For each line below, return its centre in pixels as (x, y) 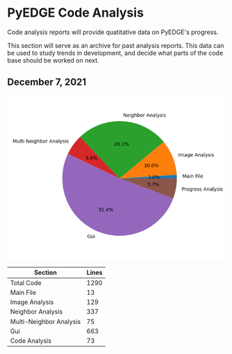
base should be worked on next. (53, 60)
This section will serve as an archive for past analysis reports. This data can (116, 45)
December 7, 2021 (47, 82)
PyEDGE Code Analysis (76, 13)
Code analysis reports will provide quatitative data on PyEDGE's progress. (113, 32)
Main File (23, 292)
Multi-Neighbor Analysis (45, 321)
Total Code (26, 282)
